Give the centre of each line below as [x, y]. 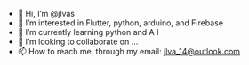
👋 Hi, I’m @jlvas [46, 14]
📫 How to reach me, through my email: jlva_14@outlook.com [129, 51]
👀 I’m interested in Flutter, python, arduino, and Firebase [120, 23]
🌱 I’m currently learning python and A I [88, 32]
